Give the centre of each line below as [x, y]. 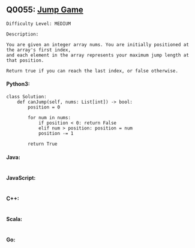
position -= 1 [56, 134]
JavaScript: [21, 178]
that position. [25, 60]
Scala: [14, 219]
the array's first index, [38, 50]
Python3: [18, 84]
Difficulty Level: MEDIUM [38, 23]
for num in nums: [49, 118]
